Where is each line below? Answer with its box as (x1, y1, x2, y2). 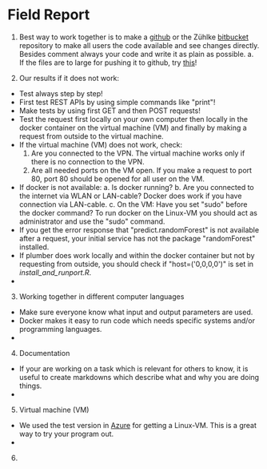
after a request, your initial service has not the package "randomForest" (18, 233, 256, 243)
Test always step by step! (18, 88, 103, 98)
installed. (18, 242, 50, 252)
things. (18, 381, 42, 390)
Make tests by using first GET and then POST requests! (18, 106, 201, 115)
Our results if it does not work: (18, 73, 120, 83)
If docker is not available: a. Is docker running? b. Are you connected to (18, 182, 254, 192)
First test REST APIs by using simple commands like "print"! (18, 97, 216, 107)
